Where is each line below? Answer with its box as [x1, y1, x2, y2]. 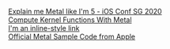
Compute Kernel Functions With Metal [8, 15, 132, 24]
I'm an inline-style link [8, 24, 80, 32]
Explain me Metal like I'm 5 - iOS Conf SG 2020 [8, 7, 162, 16]
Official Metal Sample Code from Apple [8, 32, 136, 41]
